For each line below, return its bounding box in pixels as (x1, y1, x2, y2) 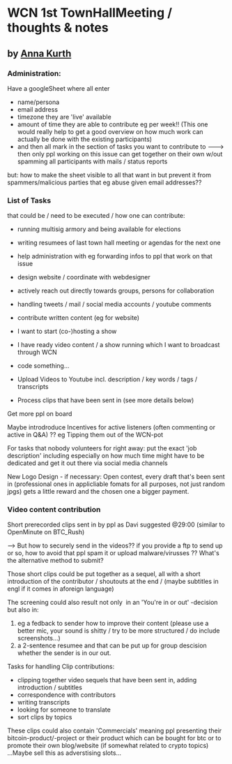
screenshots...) (17, 634, 61, 642)
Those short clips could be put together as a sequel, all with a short (7, 570, 201, 578)
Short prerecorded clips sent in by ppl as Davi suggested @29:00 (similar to (7, 520, 225, 529)
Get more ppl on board (7, 410, 72, 418)
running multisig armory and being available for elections (17, 225, 181, 233)
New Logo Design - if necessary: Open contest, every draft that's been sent (7, 473, 225, 481)
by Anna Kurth (7, 47, 72, 59)
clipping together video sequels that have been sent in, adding (17, 676, 197, 684)
